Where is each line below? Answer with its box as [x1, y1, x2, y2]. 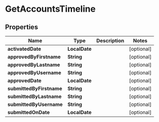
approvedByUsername [7, 69, 61, 76]
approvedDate [7, 77, 42, 84]
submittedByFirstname [7, 85, 62, 92]
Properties [5, 23, 38, 31]
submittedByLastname [7, 93, 62, 100]
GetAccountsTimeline [5, 3, 96, 15]
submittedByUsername [7, 101, 63, 108]
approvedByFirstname [7, 54, 61, 60]
